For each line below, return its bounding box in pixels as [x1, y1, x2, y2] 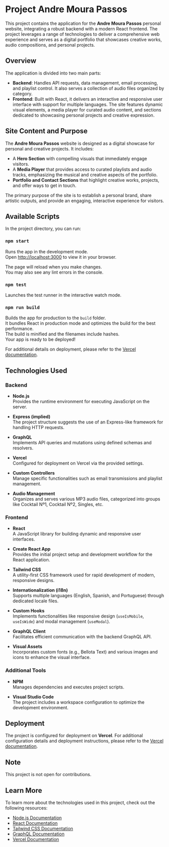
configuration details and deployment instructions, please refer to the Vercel [5, 738, 164, 744]
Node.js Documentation [12, 815, 62, 821]
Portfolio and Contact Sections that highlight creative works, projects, [12, 177, 160, 183]
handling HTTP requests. [12, 424, 65, 430]
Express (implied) [12, 413, 50, 419]
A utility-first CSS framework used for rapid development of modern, [12, 572, 155, 578]
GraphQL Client [12, 628, 46, 634]
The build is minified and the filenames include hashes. [5, 331, 120, 337]
